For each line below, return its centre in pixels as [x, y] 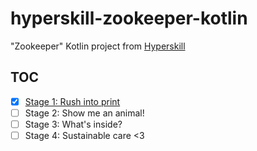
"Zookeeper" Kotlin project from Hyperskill [98, 46]
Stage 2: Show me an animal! [84, 113]
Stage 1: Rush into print [72, 101]
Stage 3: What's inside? [73, 124]
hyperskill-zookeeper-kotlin [129, 18]
